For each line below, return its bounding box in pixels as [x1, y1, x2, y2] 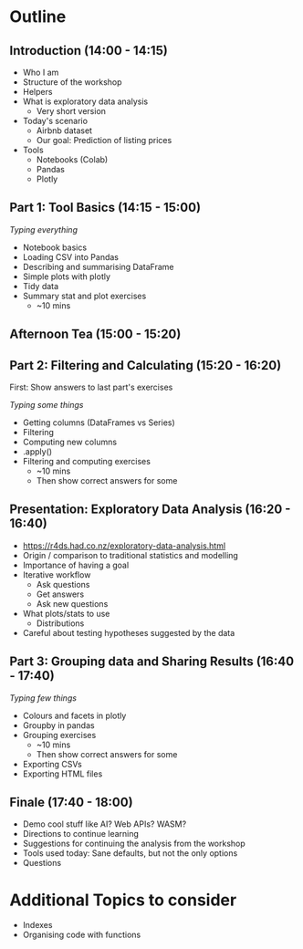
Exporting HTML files [22, 768, 103, 779]
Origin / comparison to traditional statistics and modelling [22, 549, 239, 560]
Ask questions [36, 579, 90, 589]
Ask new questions [36, 598, 109, 609]
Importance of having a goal [22, 559, 130, 570]
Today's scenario [22, 116, 89, 126]
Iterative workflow [22, 568, 91, 580]
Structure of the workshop [22, 77, 122, 88]
